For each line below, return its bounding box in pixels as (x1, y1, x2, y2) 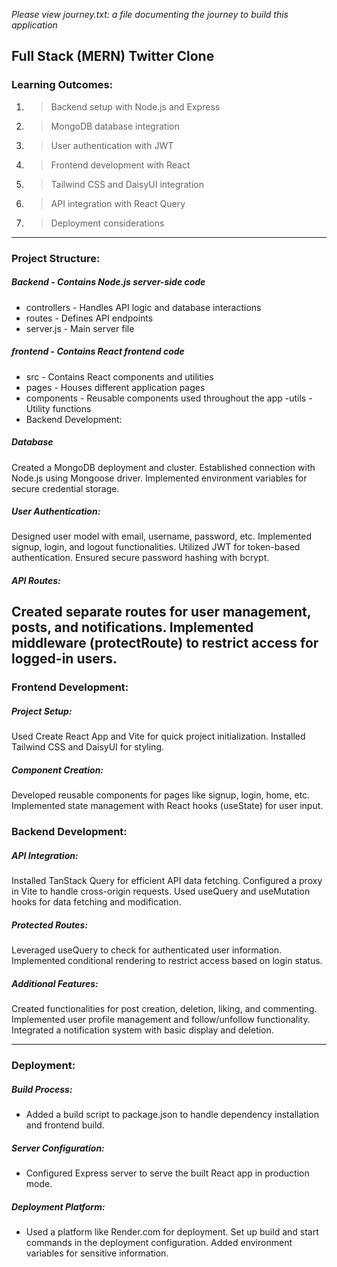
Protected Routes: (11, 919, 89, 931)
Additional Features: (11, 977, 99, 989)
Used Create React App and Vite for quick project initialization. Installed (11, 730, 306, 743)
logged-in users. (11, 650, 118, 668)
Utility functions (25, 402, 92, 414)
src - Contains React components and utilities (25, 370, 214, 383)
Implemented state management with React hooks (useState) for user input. (11, 800, 324, 812)
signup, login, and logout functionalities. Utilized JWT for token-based (11, 541, 301, 553)
